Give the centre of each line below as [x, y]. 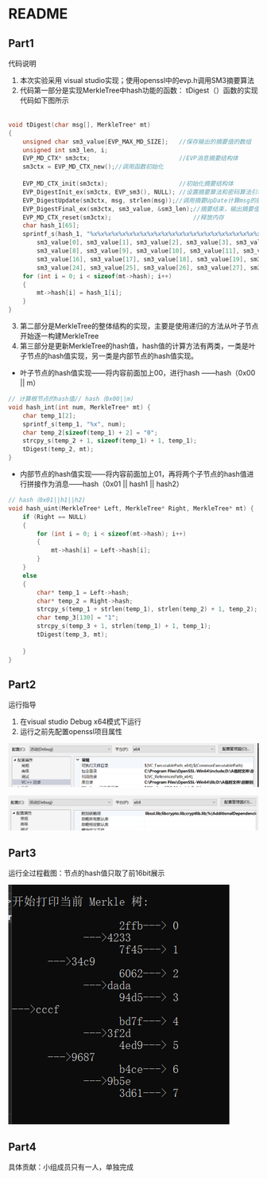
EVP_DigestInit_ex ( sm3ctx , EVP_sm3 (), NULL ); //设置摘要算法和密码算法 [137, 192]
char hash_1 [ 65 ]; [51, 226]
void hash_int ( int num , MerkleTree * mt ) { [79, 407]
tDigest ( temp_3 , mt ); [73, 635]
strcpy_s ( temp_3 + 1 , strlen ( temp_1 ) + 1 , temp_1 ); [124, 627]
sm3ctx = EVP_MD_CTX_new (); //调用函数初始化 [93, 167]
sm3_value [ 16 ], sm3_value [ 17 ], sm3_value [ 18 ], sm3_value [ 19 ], [142, 259]
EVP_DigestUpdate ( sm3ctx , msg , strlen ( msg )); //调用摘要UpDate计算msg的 [139, 200]
